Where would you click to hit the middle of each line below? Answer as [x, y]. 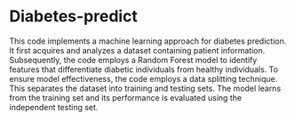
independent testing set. [54, 107]
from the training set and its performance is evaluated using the [126, 97]
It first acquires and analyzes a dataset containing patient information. [137, 50]
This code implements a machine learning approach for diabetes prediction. [148, 41]
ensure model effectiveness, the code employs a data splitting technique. [144, 78]
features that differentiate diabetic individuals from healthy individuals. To [144, 69]
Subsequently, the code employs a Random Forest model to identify [133, 60]
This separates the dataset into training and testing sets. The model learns [145, 88]
